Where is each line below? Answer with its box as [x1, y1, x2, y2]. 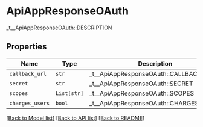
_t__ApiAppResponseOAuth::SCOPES [89, 89, 195, 98]
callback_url [9, 70, 47, 77]
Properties [6, 42, 47, 52]
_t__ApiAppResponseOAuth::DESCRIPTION [6, 24, 112, 31]
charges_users [9, 99, 50, 107]
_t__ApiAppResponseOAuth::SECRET [89, 79, 193, 88]
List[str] [55, 90, 84, 97]
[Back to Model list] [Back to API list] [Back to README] [6, 114, 145, 122]
